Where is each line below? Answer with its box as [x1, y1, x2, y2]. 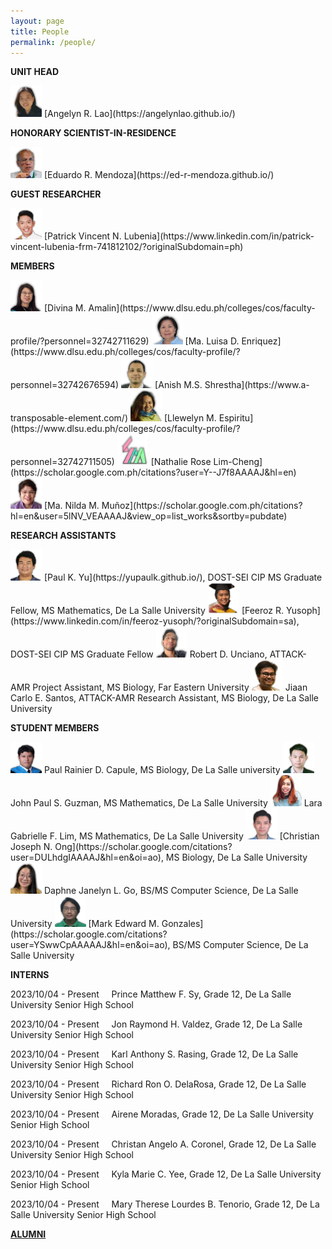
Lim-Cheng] [213, 456, 263, 468]
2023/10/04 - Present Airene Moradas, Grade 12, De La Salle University [10, 1108, 314, 1120]
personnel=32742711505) [10, 456, 115, 468]
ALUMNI [10, 1228, 47, 1240]
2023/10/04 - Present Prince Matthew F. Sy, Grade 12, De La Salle [10, 988, 292, 1000]
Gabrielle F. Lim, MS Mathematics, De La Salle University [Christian [10, 830, 320, 842]
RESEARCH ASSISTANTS [10, 530, 117, 542]
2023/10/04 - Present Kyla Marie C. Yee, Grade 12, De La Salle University [10, 1168, 322, 1180]
